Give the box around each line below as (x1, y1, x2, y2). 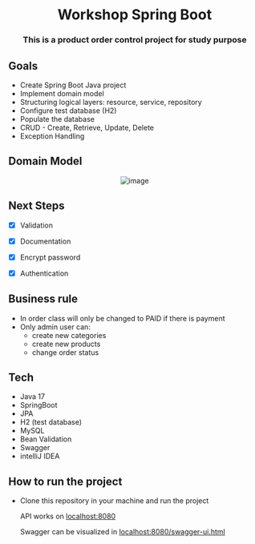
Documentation (19, 236, 71, 246)
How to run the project (8, 474, 123, 488)
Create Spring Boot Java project (19, 80, 127, 90)
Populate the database (19, 114, 95, 123)
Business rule (8, 292, 79, 306)
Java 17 (19, 392, 46, 401)
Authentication (19, 268, 69, 278)
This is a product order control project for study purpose (22, 34, 247, 46)
